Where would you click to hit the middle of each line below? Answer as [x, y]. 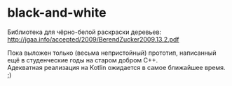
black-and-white [57, 13]
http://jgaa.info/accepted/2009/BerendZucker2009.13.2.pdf [94, 39]
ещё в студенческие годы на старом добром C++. [83, 60]
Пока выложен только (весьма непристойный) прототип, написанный [112, 53]
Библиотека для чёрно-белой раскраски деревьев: [84, 32]
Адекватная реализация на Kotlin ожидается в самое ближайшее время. [116, 67]
